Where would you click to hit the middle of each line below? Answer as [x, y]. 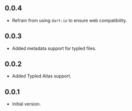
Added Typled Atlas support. [41, 76]
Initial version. [26, 104]
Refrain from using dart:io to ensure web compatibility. [70, 20]
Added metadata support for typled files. [54, 48]
